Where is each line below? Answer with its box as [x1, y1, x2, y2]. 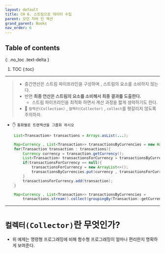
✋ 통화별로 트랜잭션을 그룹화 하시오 [12, 121, 75, 128]
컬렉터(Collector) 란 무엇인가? [5, 219, 120, 230]
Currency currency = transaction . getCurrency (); [23, 151, 124, 156]
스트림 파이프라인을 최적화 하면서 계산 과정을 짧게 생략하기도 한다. [31, 99, 158, 105]
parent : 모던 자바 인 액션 [5, 16, 53, 21]
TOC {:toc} [12, 66, 34, 72]
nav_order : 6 [5, 26, 32, 30]
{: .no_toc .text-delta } [5, 56, 50, 62]
